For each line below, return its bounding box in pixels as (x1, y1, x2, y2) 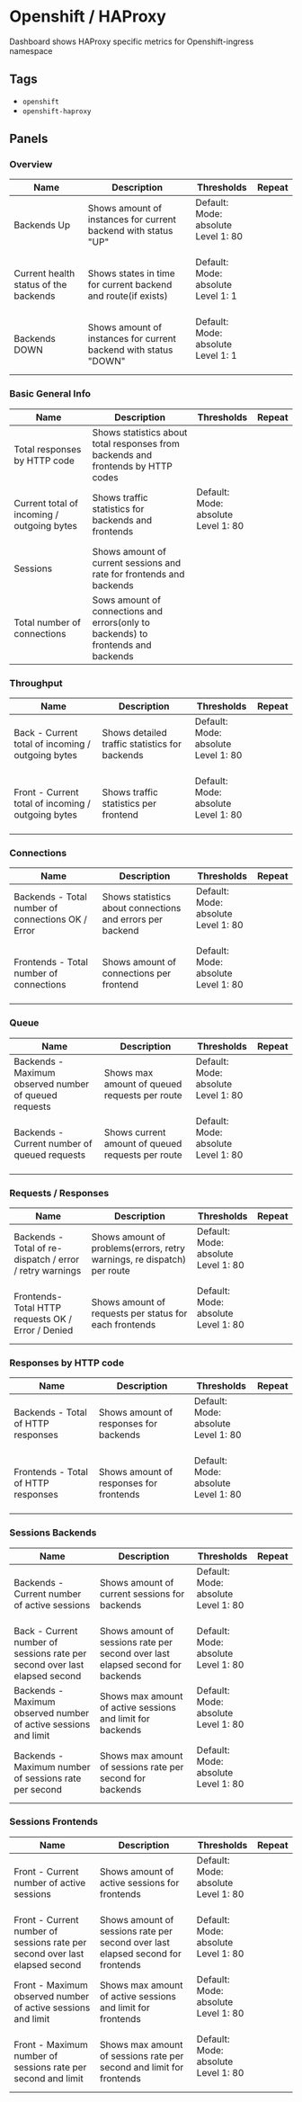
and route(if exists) (87, 290, 168, 302)
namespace (9, 45, 53, 56)
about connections (102, 902, 182, 915)
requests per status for (91, 1307, 188, 1319)
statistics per (102, 798, 157, 810)
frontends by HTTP (92, 460, 173, 472)
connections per (102, 967, 172, 979)
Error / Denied (13, 1324, 74, 1337)
